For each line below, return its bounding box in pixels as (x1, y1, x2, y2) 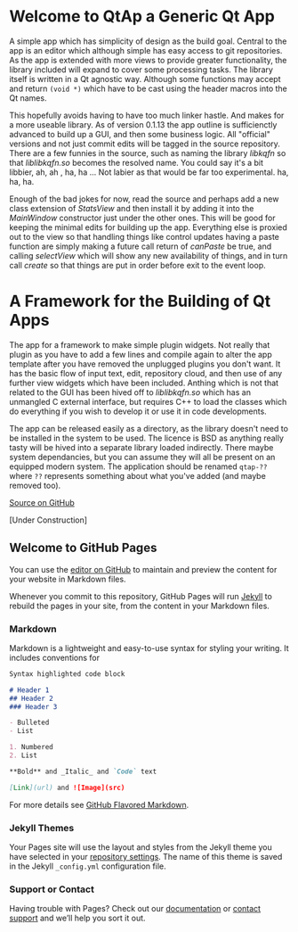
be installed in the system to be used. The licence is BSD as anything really (9, 433, 285, 443)
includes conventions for (9, 652, 101, 663)
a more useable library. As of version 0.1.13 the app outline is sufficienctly (9, 119, 278, 130)
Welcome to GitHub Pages (9, 540, 157, 556)
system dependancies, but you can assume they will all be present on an (9, 451, 276, 462)
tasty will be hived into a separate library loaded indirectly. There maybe (9, 441, 274, 452)
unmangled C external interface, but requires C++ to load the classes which (9, 396, 287, 407)
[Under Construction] (9, 515, 87, 525)
